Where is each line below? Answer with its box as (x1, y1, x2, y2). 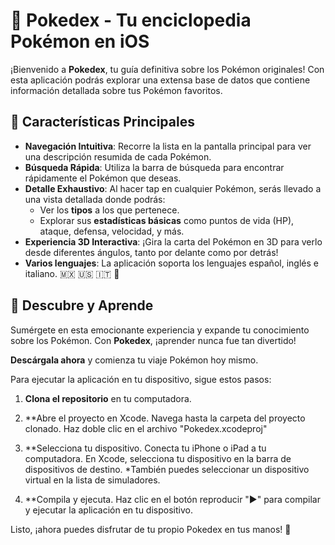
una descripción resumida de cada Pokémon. (24, 150, 212, 163)
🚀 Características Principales (10, 114, 195, 131)
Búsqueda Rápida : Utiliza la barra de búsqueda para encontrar (24, 161, 285, 173)
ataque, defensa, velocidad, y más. (39, 225, 185, 237)
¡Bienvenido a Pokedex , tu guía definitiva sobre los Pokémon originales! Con (10, 63, 325, 75)
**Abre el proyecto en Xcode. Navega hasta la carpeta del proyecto (24, 412, 306, 424)
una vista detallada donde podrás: (24, 193, 166, 205)
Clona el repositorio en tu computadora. (24, 392, 192, 404)
